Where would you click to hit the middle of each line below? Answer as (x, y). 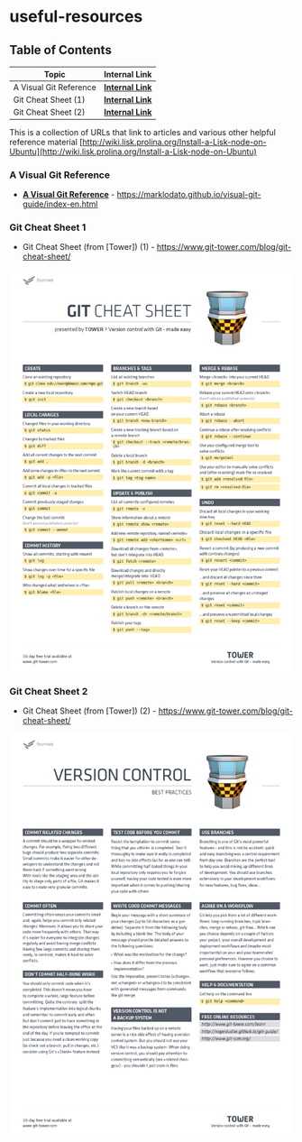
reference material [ (46, 142)
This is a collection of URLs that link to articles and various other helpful (143, 132)
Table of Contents (61, 50)
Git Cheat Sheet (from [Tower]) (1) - (88, 247)
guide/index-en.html (60, 204)
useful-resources (76, 17)
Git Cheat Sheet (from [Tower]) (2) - (89, 711)
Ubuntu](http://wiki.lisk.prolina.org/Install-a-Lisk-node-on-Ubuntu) (133, 152)
